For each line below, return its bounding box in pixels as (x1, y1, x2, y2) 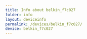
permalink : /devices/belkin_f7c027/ (5, 21, 82, 27)
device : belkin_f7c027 (5, 26, 53, 31)
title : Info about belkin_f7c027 (5, 7, 76, 13)
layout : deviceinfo (5, 17, 47, 22)
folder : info (5, 12, 33, 17)
